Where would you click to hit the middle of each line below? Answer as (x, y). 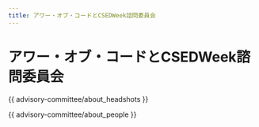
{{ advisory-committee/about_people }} (72, 114)
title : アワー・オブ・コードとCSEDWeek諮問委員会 (82, 15)
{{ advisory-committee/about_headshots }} (78, 99)
